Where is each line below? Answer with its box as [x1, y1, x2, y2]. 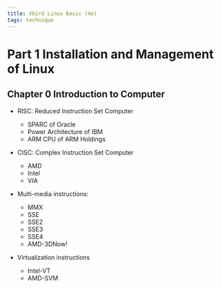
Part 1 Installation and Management [7, 46, 214, 62]
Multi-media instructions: [17, 189, 89, 198]
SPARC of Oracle [27, 120, 76, 128]
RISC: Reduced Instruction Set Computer [17, 106, 133, 115]
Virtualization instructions [17, 253, 90, 261]
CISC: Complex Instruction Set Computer [17, 148, 134, 156]
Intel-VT [27, 267, 51, 275]
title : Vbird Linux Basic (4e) [7, 10, 97, 17]
